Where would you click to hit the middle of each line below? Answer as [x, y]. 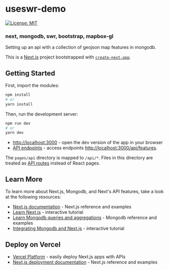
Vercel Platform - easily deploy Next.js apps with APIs [69, 256]
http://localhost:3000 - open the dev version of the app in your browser [88, 143]
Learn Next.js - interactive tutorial [48, 212]
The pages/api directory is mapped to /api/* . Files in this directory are [79, 158]
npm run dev [18, 123]
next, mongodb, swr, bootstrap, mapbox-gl [59, 36]
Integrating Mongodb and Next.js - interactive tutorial [68, 228]
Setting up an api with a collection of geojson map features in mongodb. [81, 47]
